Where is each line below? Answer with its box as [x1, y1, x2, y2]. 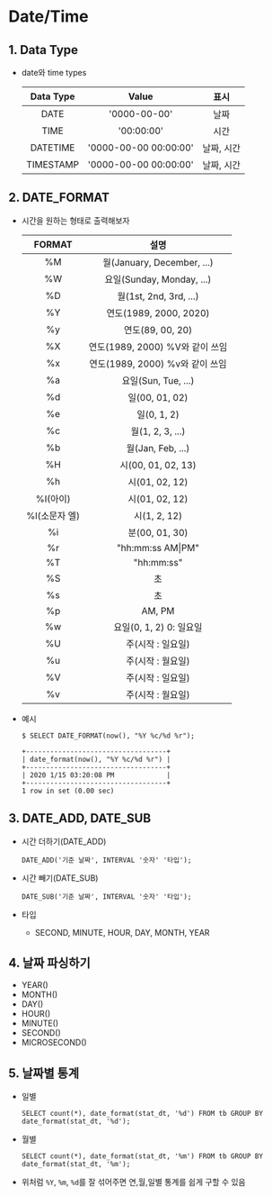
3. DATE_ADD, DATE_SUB [8, 811, 152, 826]
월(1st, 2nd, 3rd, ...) [117, 290, 199, 303]
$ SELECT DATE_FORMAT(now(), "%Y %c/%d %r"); [21, 731, 195, 740]
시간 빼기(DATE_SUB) [21, 872, 99, 883]
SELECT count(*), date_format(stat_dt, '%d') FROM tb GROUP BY [21, 1110, 264, 1119]
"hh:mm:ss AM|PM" [116, 541, 200, 554]
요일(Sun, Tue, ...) [121, 374, 195, 386]
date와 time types [21, 68, 87, 77]
